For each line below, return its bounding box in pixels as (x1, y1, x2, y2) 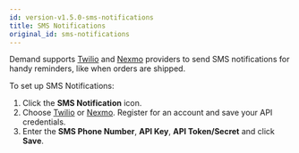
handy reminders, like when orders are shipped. (9, 63, 186, 74)
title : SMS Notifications (9, 21, 106, 30)
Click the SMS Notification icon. (21, 98, 142, 109)
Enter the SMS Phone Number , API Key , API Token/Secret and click (21, 126, 276, 137)
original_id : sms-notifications (9, 29, 130, 38)
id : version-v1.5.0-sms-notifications (9, 12, 154, 22)
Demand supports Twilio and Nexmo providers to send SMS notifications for (9, 54, 290, 65)
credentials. (21, 117, 66, 127)
